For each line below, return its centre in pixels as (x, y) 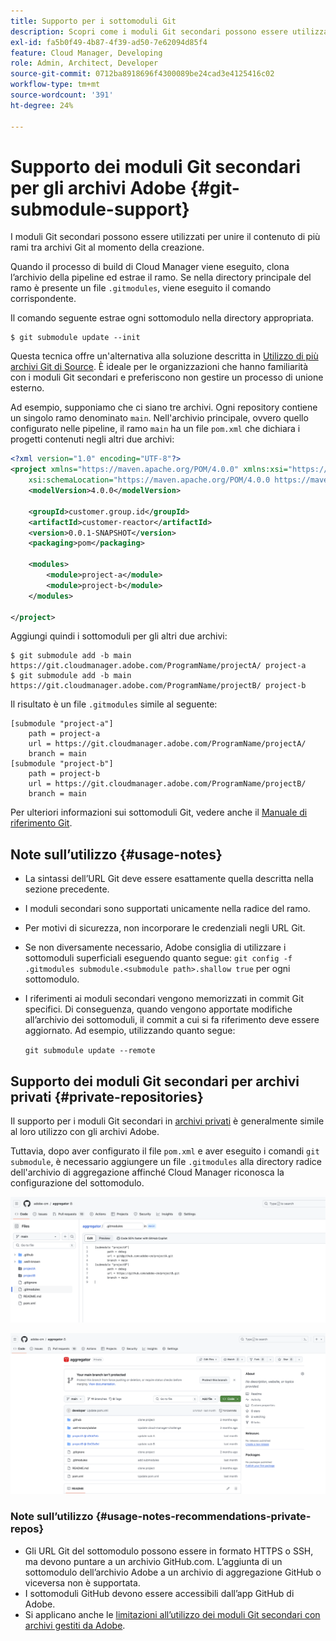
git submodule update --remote (90, 1051)
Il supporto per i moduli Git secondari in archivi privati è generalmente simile (167, 1121)
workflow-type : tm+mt (55, 85)
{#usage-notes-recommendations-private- (203, 1517)
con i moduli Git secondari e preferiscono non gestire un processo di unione (167, 377)
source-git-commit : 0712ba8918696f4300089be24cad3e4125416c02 (142, 74)
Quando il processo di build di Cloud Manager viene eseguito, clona (150, 267)
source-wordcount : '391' (62, 95)
